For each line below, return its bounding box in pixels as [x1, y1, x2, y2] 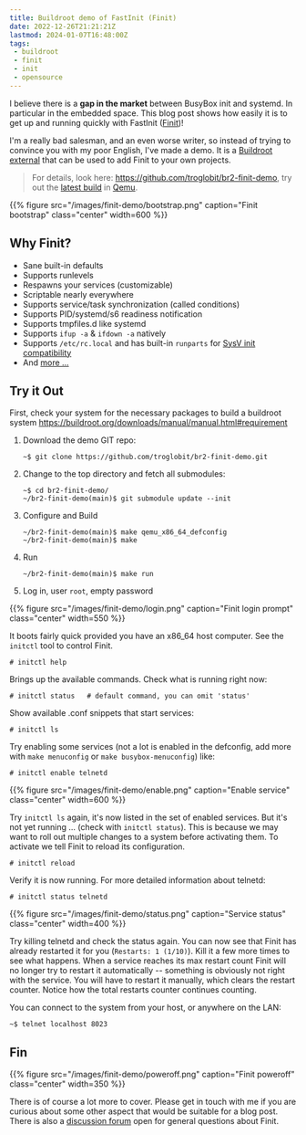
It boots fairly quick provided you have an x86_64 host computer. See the [9, 631, 284, 642]
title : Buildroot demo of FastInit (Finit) [9, 13, 178, 23]
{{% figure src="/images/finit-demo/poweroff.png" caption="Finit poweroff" [9, 1069, 295, 1080]
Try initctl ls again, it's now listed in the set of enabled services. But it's [9, 812, 289, 823]
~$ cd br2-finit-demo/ [22, 486, 109, 496]
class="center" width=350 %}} [9, 1078, 126, 1089]
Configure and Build [22, 510, 98, 521]
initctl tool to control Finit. [9, 640, 114, 651]
